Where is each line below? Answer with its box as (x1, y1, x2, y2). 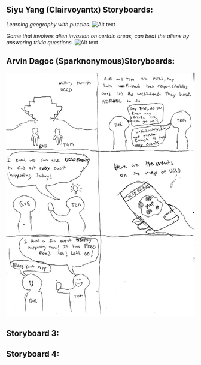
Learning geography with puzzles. (6, 20, 91, 28)
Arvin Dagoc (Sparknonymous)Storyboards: (6, 56, 175, 67)
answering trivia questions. (6, 38, 74, 46)
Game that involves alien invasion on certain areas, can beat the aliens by (6, 32, 190, 40)
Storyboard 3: (6, 328, 60, 339)
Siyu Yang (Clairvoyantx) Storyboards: (6, 5, 154, 15)
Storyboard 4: (6, 349, 60, 359)
